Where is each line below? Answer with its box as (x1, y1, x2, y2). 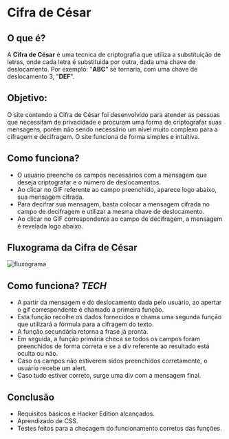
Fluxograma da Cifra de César (7, 242, 138, 254)
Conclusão (7, 391, 55, 403)
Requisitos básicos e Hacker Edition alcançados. (17, 409, 155, 418)
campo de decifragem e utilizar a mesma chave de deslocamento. (17, 207, 205, 215)
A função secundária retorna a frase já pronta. (17, 328, 149, 336)
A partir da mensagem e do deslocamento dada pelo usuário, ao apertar (17, 298, 222, 307)
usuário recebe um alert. (17, 364, 87, 372)
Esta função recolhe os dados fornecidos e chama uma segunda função (17, 313, 222, 321)
